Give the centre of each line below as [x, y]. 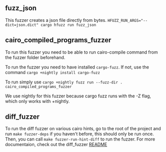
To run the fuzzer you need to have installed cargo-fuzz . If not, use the [77, 67]
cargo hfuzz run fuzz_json [68, 25]
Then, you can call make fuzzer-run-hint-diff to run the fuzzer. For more [80, 139]
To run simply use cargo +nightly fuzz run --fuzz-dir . [64, 82]
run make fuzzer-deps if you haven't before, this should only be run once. [80, 134]
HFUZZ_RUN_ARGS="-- [127, 20]
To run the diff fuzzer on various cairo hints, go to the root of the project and [83, 129]
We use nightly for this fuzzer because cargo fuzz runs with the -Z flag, [78, 96]
